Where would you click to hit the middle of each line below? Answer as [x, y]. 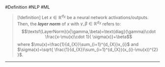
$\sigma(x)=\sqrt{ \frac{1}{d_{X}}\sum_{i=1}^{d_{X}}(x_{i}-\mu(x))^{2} [88, 50]
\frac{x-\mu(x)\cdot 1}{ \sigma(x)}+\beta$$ [89, 37]
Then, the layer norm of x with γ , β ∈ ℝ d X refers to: [69, 23]
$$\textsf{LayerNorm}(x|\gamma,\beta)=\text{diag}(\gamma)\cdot [89, 32]
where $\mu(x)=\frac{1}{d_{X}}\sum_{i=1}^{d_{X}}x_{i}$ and [78, 45]
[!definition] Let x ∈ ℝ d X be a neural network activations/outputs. [83, 17]
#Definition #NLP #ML [27, 7]
